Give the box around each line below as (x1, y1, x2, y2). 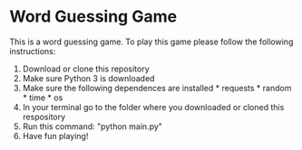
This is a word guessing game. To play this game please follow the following (9, 36, 294, 47)
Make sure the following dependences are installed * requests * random (22, 82, 292, 93)
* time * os (22, 92, 63, 103)
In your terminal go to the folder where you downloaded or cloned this (22, 101, 285, 112)
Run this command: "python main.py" (22, 120, 163, 132)
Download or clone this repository (22, 63, 150, 74)
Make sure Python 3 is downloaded (22, 72, 155, 83)
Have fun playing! (22, 130, 89, 141)
